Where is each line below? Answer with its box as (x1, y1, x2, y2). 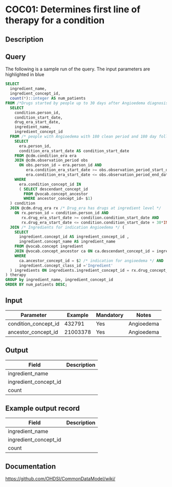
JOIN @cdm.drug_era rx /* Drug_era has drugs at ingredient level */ (10, 205, 161, 211)
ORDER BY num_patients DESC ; (5, 282, 68, 287)
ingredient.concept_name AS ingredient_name (18, 239, 116, 245)
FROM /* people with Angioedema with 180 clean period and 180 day (10, 134, 157, 139)
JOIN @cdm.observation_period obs (14, 158, 88, 163)
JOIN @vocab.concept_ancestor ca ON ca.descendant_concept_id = (14, 249, 155, 254)
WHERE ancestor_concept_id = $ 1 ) (24, 196, 93, 201)
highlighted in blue (5, 71, 45, 78)
